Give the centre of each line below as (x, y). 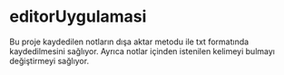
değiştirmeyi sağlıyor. (49, 61)
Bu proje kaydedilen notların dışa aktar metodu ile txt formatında (129, 42)
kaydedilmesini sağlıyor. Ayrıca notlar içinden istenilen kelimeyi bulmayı (142, 51)
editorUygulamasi (78, 17)
